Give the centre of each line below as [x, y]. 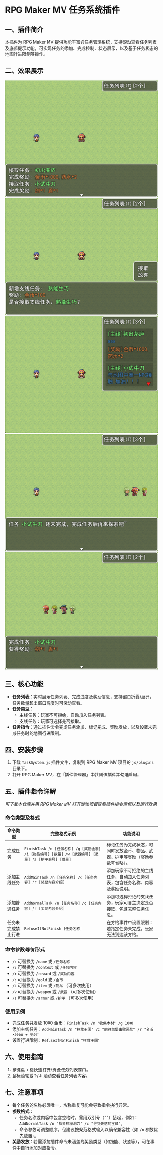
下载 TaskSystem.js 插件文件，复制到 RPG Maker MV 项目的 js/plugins [83, 762]
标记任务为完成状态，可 [130, 845]
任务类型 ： [23, 709]
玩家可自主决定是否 [134, 902]
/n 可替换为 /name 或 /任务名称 [41, 961]
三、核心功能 [24, 684]
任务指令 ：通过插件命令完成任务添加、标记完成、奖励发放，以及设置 [80, 727]
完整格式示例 [64, 833]
